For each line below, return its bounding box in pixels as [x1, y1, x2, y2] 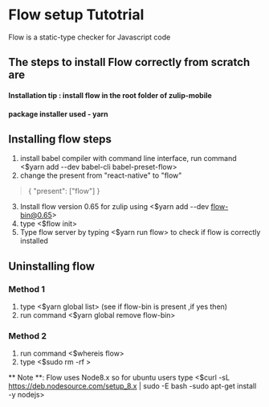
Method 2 [8, 330, 47, 341]
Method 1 [8, 283, 46, 294]
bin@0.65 [19, 211, 52, 220]
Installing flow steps [8, 132, 112, 146]
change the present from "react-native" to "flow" [19, 171, 182, 180]
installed [19, 236, 48, 246]
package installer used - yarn [8, 109, 108, 118]
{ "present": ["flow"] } [27, 187, 100, 196]
